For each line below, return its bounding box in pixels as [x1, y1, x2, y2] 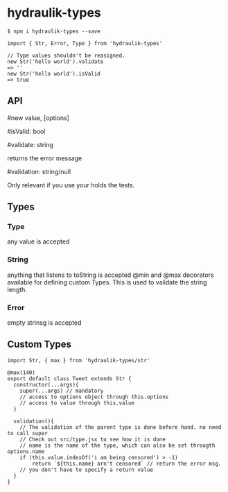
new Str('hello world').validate [7, 58, 104, 65]
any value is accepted [7, 237, 70, 246]
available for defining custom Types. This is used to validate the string [7, 278, 207, 286]
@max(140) [7, 369, 36, 376]
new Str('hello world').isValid [7, 70, 100, 77]
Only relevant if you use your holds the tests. [7, 180, 135, 189]
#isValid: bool [7, 127, 46, 135]
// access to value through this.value [19, 399, 135, 407]
